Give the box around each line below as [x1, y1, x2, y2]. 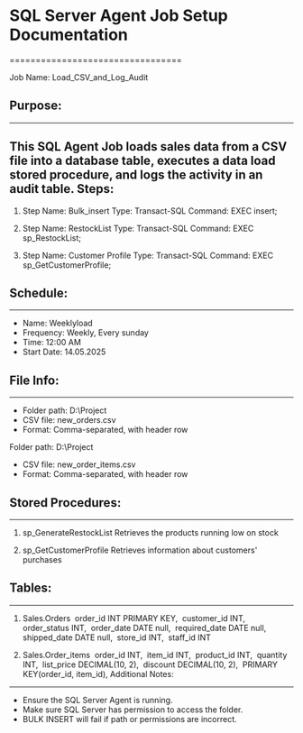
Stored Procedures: [9, 495, 122, 510]
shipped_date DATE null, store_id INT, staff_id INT [22, 632, 212, 643]
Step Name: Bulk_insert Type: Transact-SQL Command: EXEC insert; [22, 205, 278, 216]
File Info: [9, 372, 60, 388]
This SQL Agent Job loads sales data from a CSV [9, 139, 288, 154]
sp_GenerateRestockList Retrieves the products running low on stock [22, 527, 280, 537]
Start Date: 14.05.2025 [22, 346, 106, 357]
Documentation [9, 24, 129, 45]
